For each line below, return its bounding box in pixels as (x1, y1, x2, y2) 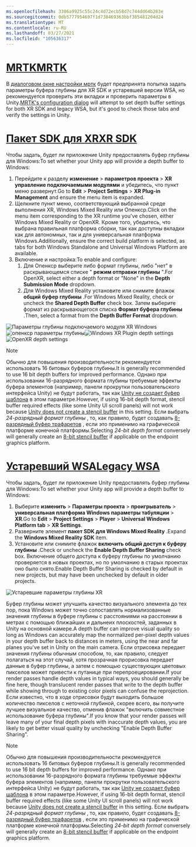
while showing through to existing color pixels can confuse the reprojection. (6, 687, 189, 694)
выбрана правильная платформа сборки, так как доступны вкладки (14, 225, 185, 232)
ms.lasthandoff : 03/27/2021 (6, 30, 75, 36)
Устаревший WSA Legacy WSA (6, 460, 160, 473)
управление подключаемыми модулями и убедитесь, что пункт (14, 181, 179, 188)
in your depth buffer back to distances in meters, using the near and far (6, 637, 178, 644)
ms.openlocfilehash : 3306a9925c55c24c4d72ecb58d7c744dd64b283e (6, 8, 164, 15)
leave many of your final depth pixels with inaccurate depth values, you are (6, 718, 187, 725)
